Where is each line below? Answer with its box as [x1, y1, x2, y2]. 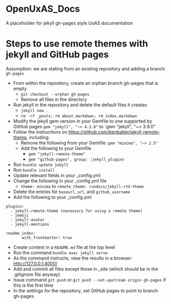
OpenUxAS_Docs [6, 3, 80, 15]
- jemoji [10, 213, 29, 218]
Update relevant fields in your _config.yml [13, 172, 101, 178]
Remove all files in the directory [20, 96, 87, 102]
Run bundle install [13, 167, 55, 173]
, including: [26, 134, 50, 141]
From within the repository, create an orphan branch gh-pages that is [13, 80, 158, 86]
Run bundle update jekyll [13, 161, 69, 168]
